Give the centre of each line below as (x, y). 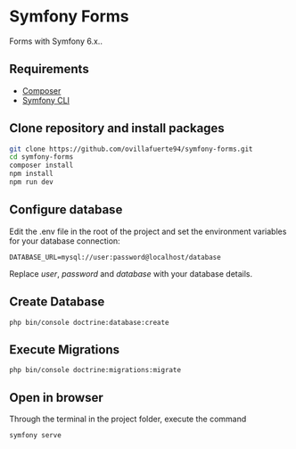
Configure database (66, 210)
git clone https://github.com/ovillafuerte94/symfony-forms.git (131, 149)
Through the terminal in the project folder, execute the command (128, 419)
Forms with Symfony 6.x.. (56, 41)
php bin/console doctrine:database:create (89, 322)
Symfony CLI (45, 100)
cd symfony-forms (41, 157)
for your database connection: (65, 241)
